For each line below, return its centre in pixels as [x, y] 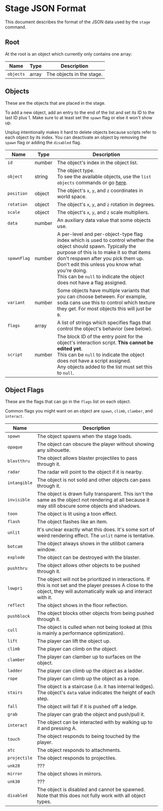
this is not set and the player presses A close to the [95, 586]
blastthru [19, 461]
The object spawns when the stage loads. [85, 436]
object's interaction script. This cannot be [105, 342]
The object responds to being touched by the [88, 736]
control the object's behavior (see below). [105, 329]
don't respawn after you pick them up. [100, 258]
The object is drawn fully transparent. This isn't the [95, 494]
